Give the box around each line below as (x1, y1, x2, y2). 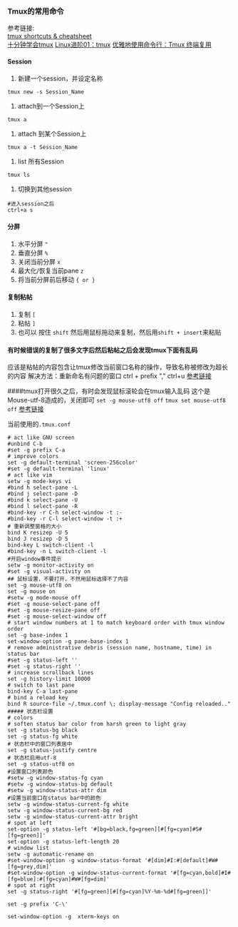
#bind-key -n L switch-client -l (7, 548, 107, 555)
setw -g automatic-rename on (7, 851, 94, 858)
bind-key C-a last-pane (7, 688, 78, 695)
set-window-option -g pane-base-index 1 (7, 638, 130, 645)
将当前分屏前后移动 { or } (17, 275, 95, 283)
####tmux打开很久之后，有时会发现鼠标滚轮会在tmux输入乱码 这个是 (7, 387, 210, 395)
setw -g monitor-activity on (7, 562, 94, 569)
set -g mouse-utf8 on (7, 582, 72, 589)
